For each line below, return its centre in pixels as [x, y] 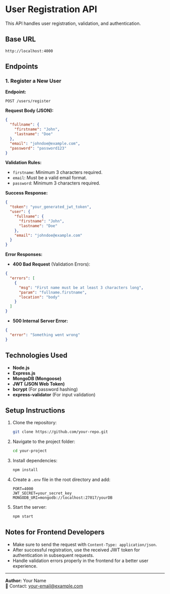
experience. [25, 566]
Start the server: [30, 507]
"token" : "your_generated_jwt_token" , [51, 207]
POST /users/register [28, 101]
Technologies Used [36, 356]
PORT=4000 [23, 489]
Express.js [24, 373]
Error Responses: [24, 254]
